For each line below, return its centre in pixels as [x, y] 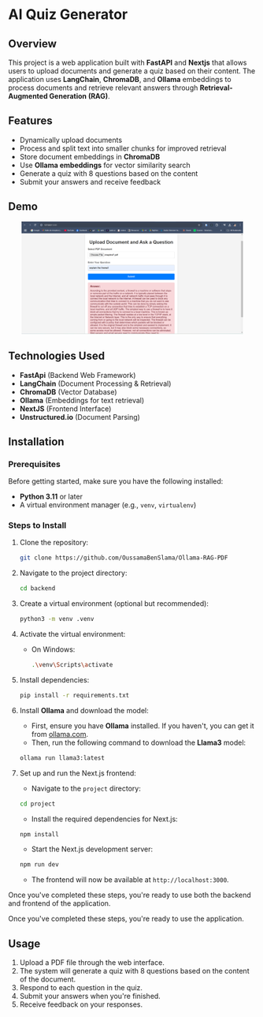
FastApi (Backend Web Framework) [78, 375]
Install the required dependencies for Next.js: [105, 819]
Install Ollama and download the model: [84, 710]
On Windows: [53, 649]
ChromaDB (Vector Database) [68, 391]
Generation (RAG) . [80, 96]
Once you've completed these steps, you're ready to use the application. [126, 919]
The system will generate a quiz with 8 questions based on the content [134, 971]
